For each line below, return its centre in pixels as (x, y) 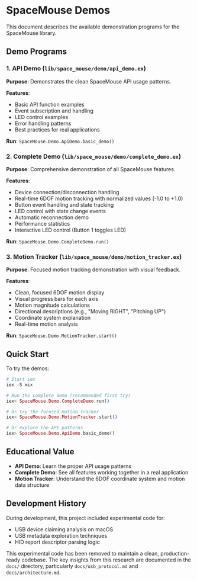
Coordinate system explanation (53, 318)
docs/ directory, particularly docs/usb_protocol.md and (72, 566)
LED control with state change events (60, 211)
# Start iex (21, 380)
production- (175, 553)
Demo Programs (36, 52)
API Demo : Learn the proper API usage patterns (73, 466)
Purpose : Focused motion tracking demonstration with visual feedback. (93, 269)
